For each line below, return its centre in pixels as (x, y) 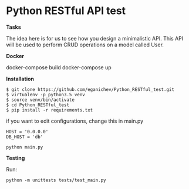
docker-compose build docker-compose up (59, 67)
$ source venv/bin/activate (41, 100)
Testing (16, 158)
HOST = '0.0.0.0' (27, 131)
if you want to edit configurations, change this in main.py (75, 121)
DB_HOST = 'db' (25, 137)
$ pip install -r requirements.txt (50, 110)
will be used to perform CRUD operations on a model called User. (85, 45)
